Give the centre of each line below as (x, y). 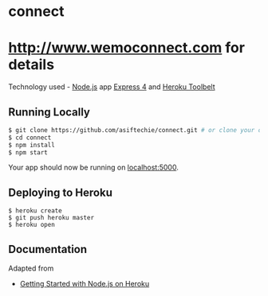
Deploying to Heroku (61, 192)
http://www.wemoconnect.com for (127, 48)
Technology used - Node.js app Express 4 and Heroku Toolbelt (112, 87)
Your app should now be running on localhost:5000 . (94, 167)
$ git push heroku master (51, 218)
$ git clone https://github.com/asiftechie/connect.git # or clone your (132, 130)
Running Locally (49, 112)
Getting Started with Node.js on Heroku (85, 284)
